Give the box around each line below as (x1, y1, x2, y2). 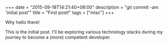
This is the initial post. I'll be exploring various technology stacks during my (5, 29, 163, 34)
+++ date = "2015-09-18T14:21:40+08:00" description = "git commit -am (5, 4, 159, 10)
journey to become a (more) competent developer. (5, 34, 111, 40)
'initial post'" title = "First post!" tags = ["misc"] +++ (5, 9, 115, 15)
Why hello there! (5, 19, 40, 25)
